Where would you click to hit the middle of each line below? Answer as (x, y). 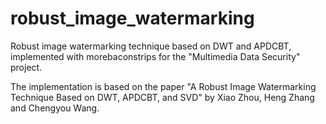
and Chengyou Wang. (55, 108)
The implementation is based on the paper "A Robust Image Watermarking (163, 86)
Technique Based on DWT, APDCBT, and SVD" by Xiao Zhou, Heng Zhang (162, 97)
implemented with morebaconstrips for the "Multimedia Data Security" (155, 56)
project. (26, 67)
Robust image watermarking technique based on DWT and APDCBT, (151, 46)
